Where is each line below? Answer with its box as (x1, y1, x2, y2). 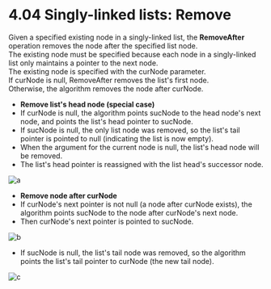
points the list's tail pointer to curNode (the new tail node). (19, 256, 214, 266)
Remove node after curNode (19, 191, 117, 200)
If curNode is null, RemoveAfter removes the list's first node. (8, 75, 210, 85)
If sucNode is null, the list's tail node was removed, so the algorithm (19, 248, 247, 258)
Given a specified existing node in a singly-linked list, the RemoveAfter (8, 32, 245, 42)
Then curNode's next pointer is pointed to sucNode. (19, 216, 194, 226)
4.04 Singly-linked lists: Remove (8, 6, 232, 24)
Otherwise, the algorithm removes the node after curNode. (8, 83, 204, 94)
